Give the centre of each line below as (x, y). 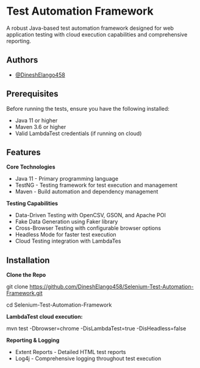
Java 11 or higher (36, 120)
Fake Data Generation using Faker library (66, 222)
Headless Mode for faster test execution (66, 235)
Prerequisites (32, 94)
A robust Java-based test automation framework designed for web (90, 28)
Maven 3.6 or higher (41, 127)
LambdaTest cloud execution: (45, 317)
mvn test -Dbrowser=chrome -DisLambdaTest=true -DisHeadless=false (96, 328)
